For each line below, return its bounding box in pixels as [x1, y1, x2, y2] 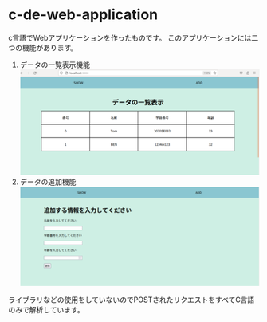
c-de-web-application [8, 6, 159, 24]
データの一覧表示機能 [19, 60, 90, 69]
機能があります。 [22, 42, 78, 53]
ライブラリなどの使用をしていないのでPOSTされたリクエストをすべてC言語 [8, 295, 255, 304]
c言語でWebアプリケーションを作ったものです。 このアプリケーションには [8, 33, 252, 42]
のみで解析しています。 [8, 305, 85, 315]
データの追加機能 [19, 177, 77, 187]
